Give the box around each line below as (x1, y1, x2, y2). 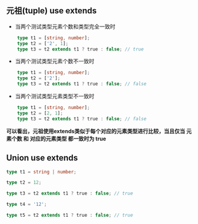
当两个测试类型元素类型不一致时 (14, 93, 94, 100)
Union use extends (6, 153, 78, 163)
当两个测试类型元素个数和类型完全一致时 (14, 23, 116, 30)
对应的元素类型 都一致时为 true (29, 135, 107, 142)
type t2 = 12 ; (6, 179, 42, 185)
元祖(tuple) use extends (6, 5, 97, 16)
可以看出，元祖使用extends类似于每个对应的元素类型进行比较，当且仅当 (6, 127, 185, 134)
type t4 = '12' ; (6, 201, 47, 208)
